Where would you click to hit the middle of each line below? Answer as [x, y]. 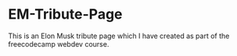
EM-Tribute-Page [65, 14]
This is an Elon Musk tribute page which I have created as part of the [119, 36]
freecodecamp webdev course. [59, 44]
